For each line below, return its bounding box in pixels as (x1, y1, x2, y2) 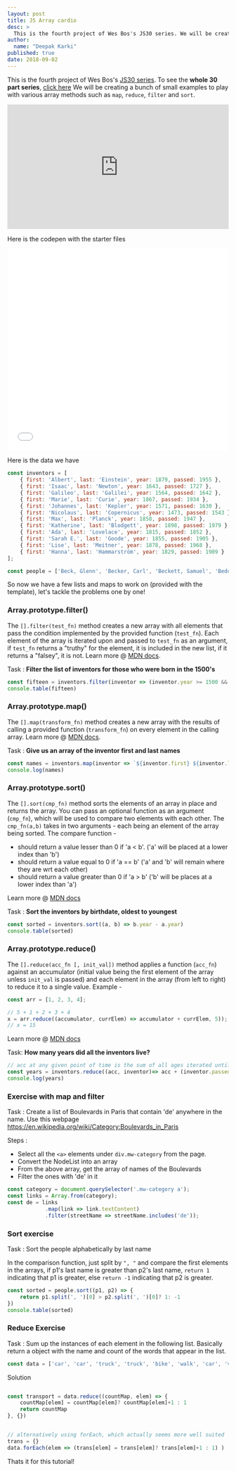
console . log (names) (7, 766, 65, 774)
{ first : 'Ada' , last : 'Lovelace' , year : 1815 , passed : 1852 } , (20, 529, 212, 536)
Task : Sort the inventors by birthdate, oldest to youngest (7, 907, 178, 916)
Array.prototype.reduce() (7, 944, 96, 954)
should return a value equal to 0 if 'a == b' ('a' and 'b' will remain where (17, 857, 225, 866)
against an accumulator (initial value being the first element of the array (7, 967, 214, 976)
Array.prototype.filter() (7, 605, 88, 615)
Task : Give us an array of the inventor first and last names (7, 746, 181, 755)
